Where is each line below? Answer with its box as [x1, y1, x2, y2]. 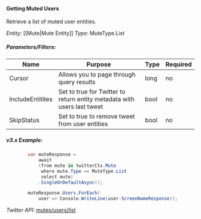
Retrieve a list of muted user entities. [6, 18, 97, 25]
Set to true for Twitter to [58, 87, 126, 96]
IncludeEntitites [9, 95, 53, 104]
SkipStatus [9, 116, 40, 124]
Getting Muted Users [6, 5, 59, 12]
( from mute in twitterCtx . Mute [38, 162, 117, 169]
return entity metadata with [58, 95, 135, 104]
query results [58, 78, 96, 86]
